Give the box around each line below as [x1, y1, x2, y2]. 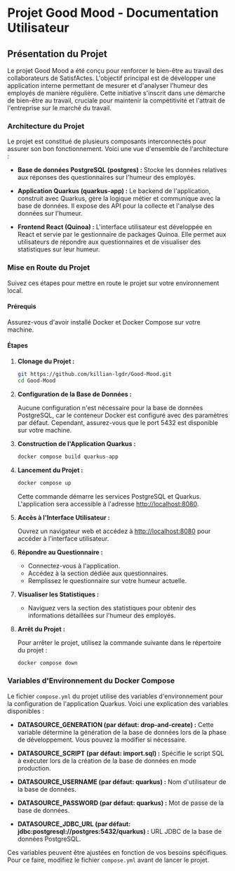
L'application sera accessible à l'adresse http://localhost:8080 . [17, 499, 199, 508]
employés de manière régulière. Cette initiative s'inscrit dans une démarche [7, 89, 226, 97]
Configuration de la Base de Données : [17, 390, 132, 398]
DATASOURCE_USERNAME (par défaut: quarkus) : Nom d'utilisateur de [17, 778, 227, 786]
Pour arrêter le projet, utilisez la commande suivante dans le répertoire [17, 638, 222, 647]
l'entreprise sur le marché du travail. [7, 104, 112, 112]
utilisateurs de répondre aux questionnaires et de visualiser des [17, 237, 201, 247]
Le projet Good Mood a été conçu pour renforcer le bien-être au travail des [7, 67, 224, 74]
